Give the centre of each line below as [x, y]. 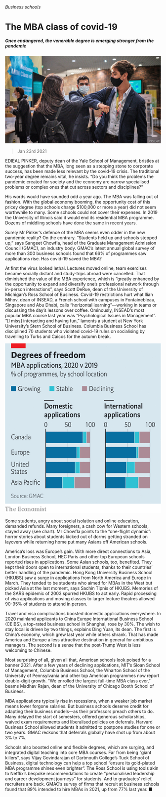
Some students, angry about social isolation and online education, [72, 521]
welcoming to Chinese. [28, 650]
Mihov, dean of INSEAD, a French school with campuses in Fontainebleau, [80, 300]
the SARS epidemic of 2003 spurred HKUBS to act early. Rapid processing [81, 593]
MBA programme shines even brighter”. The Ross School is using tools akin [82, 768]
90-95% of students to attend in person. [46, 604]
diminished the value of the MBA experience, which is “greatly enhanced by [82, 279]
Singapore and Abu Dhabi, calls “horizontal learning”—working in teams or [81, 305]
